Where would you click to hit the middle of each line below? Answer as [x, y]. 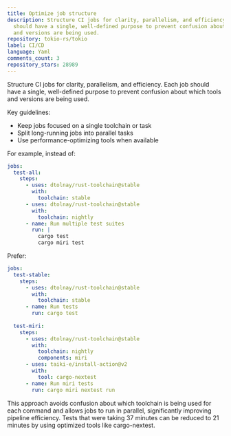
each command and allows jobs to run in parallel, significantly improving [109, 411]
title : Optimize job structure [52, 13]
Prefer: [17, 256]
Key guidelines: [29, 112]
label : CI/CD [26, 45]
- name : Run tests [52, 307]
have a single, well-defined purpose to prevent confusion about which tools [114, 91]
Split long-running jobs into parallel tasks [75, 133]
